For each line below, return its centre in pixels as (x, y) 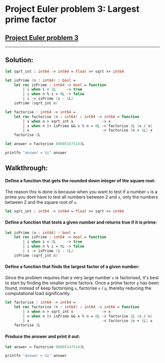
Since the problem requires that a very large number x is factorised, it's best (82, 278)
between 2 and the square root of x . (41, 202)
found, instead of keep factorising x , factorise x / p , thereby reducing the (78, 288)
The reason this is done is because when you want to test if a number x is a (81, 192)
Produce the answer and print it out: (42, 336)
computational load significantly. (38, 294)
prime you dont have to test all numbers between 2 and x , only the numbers (82, 197)
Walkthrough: (27, 168)
